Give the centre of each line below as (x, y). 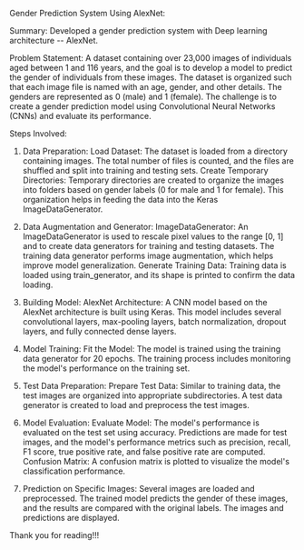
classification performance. (74, 471)
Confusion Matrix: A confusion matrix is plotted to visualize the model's (156, 461)
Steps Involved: (39, 134)
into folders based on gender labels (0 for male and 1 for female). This (153, 190)
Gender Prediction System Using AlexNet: (88, 13)
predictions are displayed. (71, 518)
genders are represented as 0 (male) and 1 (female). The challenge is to (143, 96)
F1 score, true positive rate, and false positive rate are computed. (144, 452)
